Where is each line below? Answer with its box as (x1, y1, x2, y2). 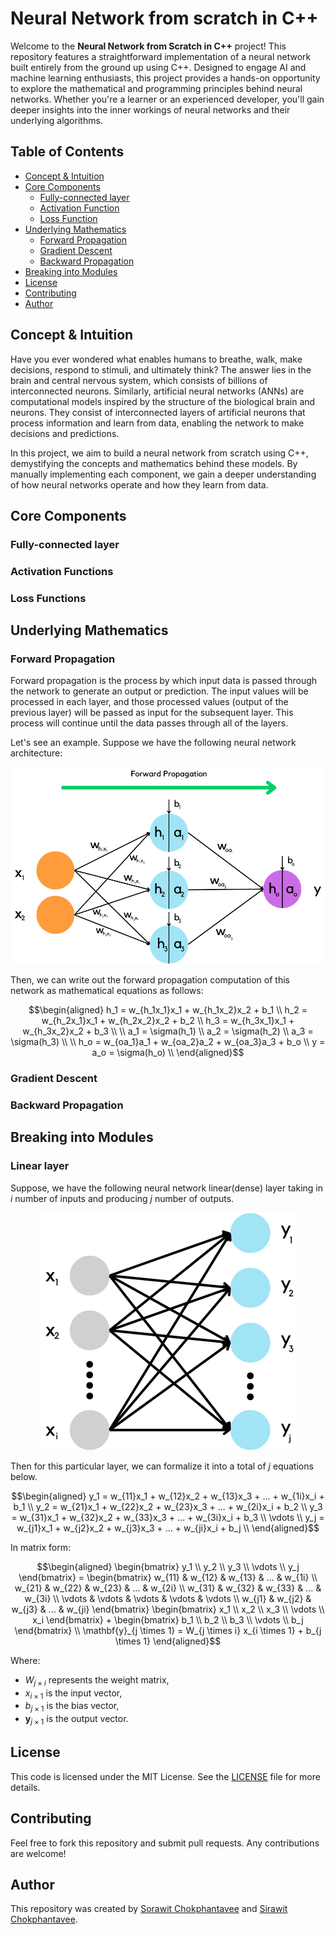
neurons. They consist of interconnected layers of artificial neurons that (10, 406, 306, 418)
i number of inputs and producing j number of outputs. (10, 1192, 235, 1204)
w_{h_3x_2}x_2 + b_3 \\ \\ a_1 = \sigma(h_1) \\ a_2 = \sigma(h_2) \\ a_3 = (22, 1025, 314, 1037)
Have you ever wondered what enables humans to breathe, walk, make (10, 353, 303, 365)
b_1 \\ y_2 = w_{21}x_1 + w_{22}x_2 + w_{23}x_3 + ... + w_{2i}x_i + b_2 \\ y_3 (13, 1500, 323, 1512)
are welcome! (10, 1847, 67, 1859)
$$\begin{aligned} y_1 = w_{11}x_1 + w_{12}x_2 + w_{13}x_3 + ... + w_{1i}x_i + (11, 1490, 325, 1502)
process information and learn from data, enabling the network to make (10, 417, 305, 429)
